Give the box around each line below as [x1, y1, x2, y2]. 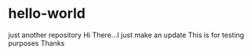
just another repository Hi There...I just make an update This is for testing [8, 30, 245, 40]
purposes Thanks [8, 38, 65, 47]
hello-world [8, 5, 86, 22]
